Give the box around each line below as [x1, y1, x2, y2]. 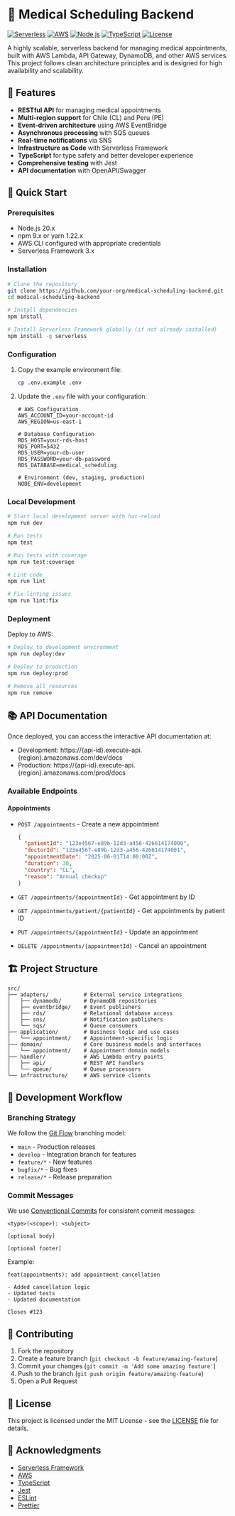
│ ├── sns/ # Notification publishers [7, 1016, 163, 1023]
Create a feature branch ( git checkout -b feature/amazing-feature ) [17, 1354, 219, 1363]
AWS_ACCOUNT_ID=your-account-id [17, 412, 114, 420]
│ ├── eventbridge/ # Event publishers [7, 1004, 141, 1011]
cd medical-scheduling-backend [7, 294, 100, 301]
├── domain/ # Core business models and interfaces [7, 1041, 202, 1048]
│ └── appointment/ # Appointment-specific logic [7, 1035, 173, 1042]
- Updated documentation [7, 1296, 81, 1304]
